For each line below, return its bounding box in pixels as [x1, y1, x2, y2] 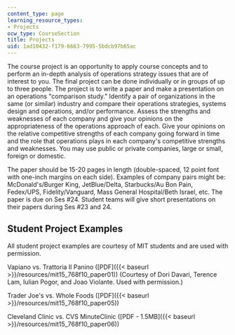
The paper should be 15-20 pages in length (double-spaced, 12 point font [7, 166, 220, 173]
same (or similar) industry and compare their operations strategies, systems [7, 100, 227, 107]
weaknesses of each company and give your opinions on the [7, 114, 184, 123]
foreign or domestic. [7, 152, 66, 160]
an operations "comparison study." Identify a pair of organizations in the [7, 92, 216, 100]
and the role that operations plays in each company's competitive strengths [7, 137, 226, 145]
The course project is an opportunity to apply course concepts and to [7, 63, 208, 70]
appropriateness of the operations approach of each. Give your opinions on [7, 122, 226, 130]
